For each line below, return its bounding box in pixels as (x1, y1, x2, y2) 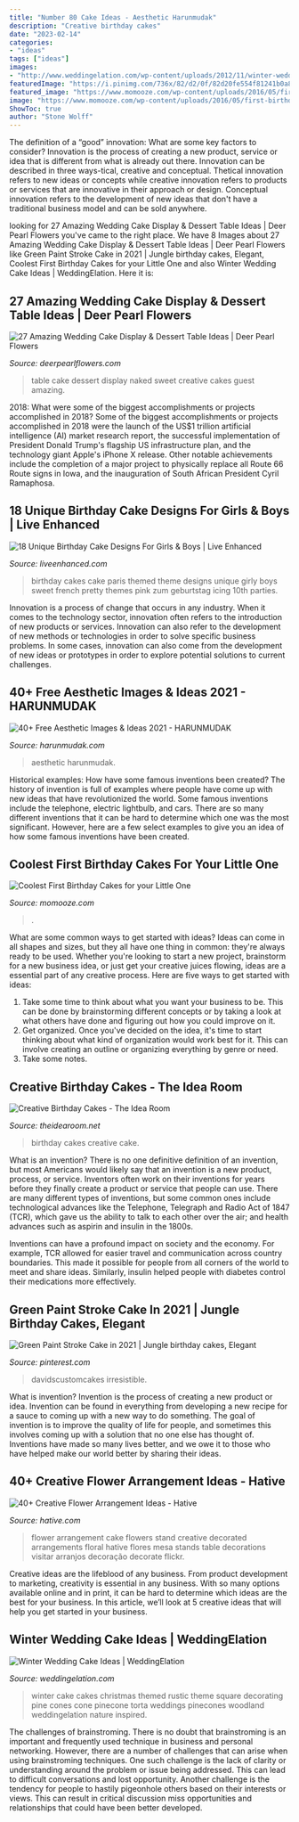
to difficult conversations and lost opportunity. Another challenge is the (9, 1774, 270, 1785)
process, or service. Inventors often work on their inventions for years (9, 1173, 265, 1185)
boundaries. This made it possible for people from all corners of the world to (9, 1257, 289, 1268)
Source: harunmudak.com (9, 739, 105, 750)
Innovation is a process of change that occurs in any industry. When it (9, 602, 266, 613)
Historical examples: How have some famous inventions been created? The (9, 774, 286, 785)
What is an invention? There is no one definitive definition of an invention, (9, 1155, 279, 1165)
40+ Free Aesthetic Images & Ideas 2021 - (9, 685, 246, 700)
